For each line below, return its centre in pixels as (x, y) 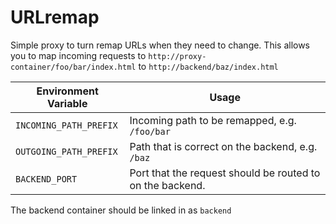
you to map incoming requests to (78, 55)
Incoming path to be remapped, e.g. (213, 120)
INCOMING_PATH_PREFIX (66, 125)
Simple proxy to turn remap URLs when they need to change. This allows (160, 45)
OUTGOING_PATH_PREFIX (66, 151)
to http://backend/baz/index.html (208, 66)
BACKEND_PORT (46, 179)
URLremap (55, 17)
